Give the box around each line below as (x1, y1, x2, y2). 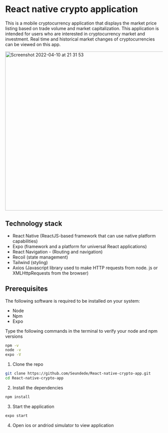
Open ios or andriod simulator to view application (12, 422, 114, 428)
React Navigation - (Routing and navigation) (12, 249, 103, 255)
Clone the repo (12, 361, 43, 367)
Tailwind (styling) (12, 259, 48, 265)
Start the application (12, 403, 54, 409)
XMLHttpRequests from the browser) (12, 270, 89, 276)
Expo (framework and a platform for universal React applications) (12, 243, 147, 249)
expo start (5, 413, 28, 418)
